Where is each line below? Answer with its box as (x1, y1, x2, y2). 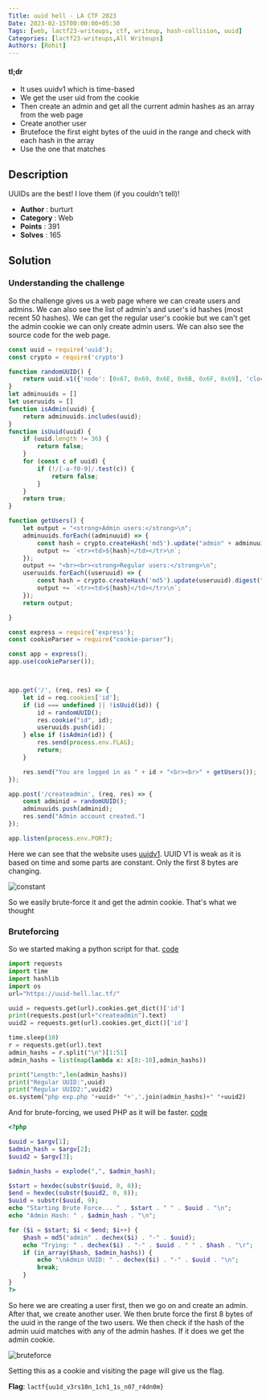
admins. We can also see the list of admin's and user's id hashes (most (8, 304, 243, 314)
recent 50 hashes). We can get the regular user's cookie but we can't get (8, 313, 251, 323)
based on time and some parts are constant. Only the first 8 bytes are (8, 858, 239, 867)
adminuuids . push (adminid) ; (22, 805, 113, 813)
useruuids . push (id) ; (37, 723, 106, 732)
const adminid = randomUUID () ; (22, 797, 128, 805)
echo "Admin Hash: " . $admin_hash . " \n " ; (8, 1212, 157, 1220)
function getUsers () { (8, 516, 84, 525)
